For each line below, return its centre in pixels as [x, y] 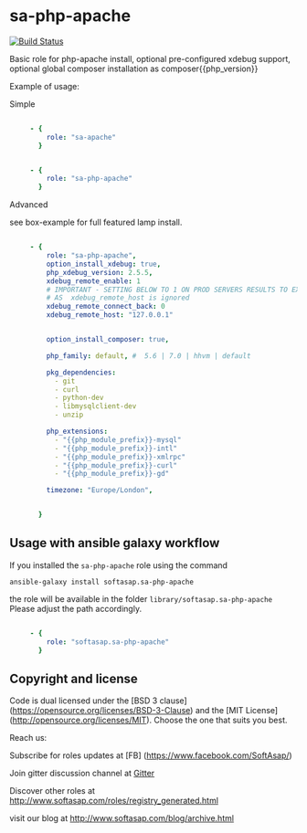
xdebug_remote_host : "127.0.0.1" [110, 315]
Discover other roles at [53, 791]
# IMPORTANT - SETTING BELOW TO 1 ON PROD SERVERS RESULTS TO [167, 290]
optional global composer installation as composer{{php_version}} [134, 69]
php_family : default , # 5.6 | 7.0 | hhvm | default [148, 356]
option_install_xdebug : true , [104, 264]
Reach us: [28, 738]
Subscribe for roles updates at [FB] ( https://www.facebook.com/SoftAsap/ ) [151, 755]
